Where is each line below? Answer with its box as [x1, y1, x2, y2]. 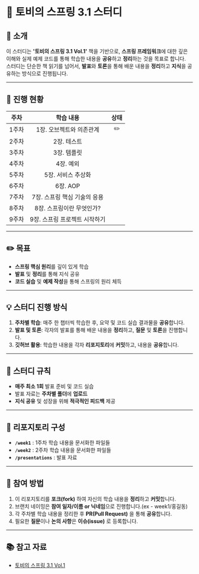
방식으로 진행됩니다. [21, 70, 68, 77]
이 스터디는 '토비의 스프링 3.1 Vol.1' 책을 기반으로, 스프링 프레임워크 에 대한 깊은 [6, 48, 188, 55]
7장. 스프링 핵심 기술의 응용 [31, 193, 104, 201]
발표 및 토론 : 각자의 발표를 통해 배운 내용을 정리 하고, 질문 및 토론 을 [14, 327, 168, 334]
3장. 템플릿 [53, 148, 82, 157]
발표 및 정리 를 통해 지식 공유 [14, 270, 80, 278]
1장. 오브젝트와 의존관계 [36, 126, 99, 134]
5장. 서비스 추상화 [44, 170, 92, 178]
